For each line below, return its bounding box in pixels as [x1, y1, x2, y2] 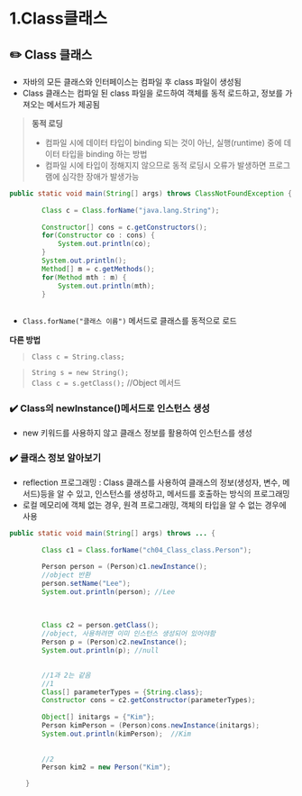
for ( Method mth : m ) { [41, 272, 127, 282]
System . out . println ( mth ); [57, 281, 155, 290]
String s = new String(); [31, 369, 129, 378]
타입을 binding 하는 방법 [61, 149, 148, 159]
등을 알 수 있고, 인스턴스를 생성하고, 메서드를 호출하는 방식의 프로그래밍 [40, 488, 290, 499]
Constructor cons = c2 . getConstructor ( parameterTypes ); [41, 696, 256, 705]
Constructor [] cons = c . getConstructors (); [41, 223, 207, 232]
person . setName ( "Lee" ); [41, 579, 131, 589]
